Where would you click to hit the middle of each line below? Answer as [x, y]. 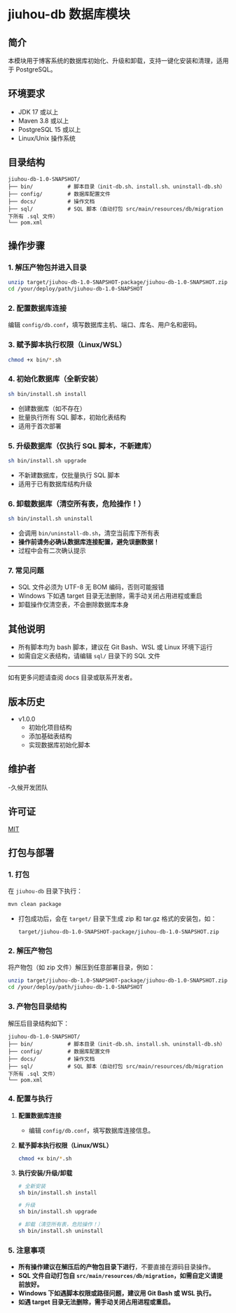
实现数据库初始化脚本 [59, 745]
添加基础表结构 [50, 736]
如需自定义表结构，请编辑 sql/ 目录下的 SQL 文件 [89, 656]
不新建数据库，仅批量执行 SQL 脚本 [69, 475]
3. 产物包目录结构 [37, 1006]
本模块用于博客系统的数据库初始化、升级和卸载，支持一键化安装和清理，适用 [118, 61]
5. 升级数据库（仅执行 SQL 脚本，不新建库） [82, 446]
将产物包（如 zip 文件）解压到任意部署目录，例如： [82, 967]
